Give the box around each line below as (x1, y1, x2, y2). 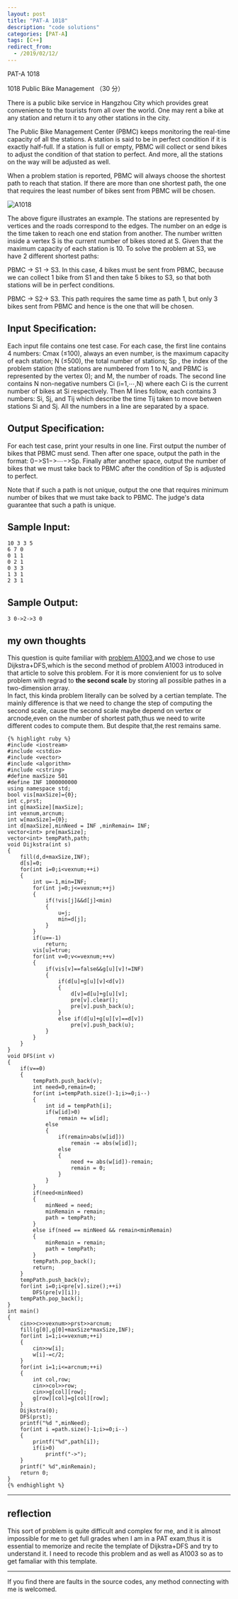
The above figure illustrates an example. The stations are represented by (7, 214, 220, 223)
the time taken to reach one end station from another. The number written (7, 229, 222, 237)
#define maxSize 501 (7, 772, 69, 779)
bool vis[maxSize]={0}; (7, 791, 78, 798)
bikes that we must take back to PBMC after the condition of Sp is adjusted (7, 464, 226, 473)
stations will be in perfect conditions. (7, 280, 115, 289)
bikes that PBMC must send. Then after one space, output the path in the (7, 449, 221, 457)
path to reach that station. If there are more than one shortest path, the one (7, 178, 227, 187)
